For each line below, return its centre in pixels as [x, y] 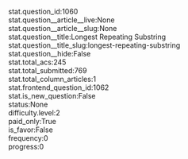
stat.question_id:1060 [43, 12]
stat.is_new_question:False [52, 96]
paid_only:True [33, 121]
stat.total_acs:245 [37, 62]
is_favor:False [31, 130]
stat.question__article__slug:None [63, 28]
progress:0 [26, 147]
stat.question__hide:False [50, 54]
